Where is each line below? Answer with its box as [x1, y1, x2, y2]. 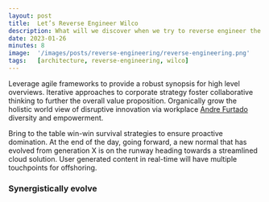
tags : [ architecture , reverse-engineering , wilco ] [8, 57, 189, 65]
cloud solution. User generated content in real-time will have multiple [8, 154, 238, 163]
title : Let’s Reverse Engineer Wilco [8, 19, 139, 27]
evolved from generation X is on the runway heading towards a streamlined [8, 146, 258, 155]
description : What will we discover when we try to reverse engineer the [8, 27, 262, 35]
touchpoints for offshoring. [8, 163, 97, 172]
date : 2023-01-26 [8, 34, 67, 43]
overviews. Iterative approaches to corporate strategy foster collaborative [8, 87, 254, 97]
